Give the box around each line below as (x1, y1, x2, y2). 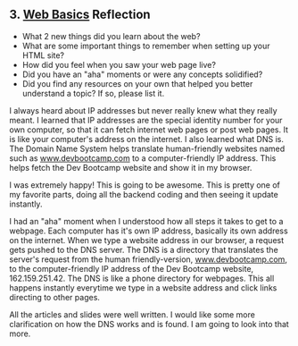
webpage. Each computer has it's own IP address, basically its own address (9, 225, 288, 236)
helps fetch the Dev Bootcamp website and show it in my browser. (9, 162, 252, 173)
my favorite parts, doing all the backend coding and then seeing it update (9, 189, 278, 199)
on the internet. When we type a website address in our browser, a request (9, 234, 285, 245)
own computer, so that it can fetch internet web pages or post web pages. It (9, 124, 288, 135)
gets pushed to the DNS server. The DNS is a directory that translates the (9, 244, 278, 255)
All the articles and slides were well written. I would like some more (9, 308, 256, 320)
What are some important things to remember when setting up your (21, 40, 270, 51)
